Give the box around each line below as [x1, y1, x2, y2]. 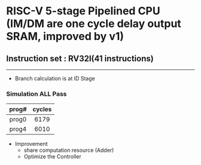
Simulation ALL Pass [6, 90, 67, 98]
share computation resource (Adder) [23, 146, 114, 154]
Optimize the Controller [23, 153, 82, 160]
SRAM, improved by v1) [6, 30, 124, 43]
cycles [32, 105, 52, 114]
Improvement [14, 140, 48, 148]
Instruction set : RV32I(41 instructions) [6, 53, 154, 63]
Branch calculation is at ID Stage [14, 75, 96, 82]
